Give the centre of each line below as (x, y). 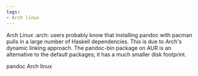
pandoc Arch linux (29, 66)
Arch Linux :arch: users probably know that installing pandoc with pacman (99, 35)
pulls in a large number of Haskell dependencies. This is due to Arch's (94, 41)
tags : (13, 12)
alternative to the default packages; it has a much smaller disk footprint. (97, 54)
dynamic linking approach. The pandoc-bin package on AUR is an (89, 48)
